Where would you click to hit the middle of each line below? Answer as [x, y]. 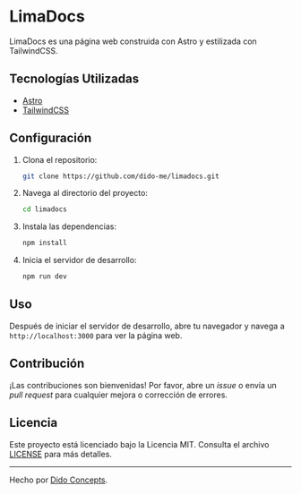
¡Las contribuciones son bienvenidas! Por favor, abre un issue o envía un [143, 385]
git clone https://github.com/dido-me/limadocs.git [120, 176]
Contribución [47, 364]
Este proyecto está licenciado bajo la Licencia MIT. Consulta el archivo [139, 444]
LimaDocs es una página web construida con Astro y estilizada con [133, 41]
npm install [44, 243]
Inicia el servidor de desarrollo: [79, 260]
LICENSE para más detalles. [60, 454]
